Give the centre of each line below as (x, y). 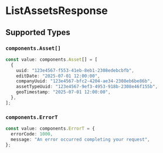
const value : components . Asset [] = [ (52, 60)
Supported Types (38, 32)
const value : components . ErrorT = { (50, 129)
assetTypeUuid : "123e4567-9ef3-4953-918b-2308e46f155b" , (87, 87)
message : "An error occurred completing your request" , (80, 139)
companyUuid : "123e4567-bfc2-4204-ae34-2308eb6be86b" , (84, 81)
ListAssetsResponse (57, 11)
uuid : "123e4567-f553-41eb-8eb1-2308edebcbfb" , (75, 70)
